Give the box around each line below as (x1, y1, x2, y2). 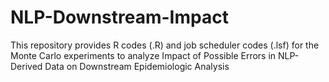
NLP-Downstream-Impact (10, 6, 229, 29)
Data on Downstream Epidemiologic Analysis (44, 60, 230, 72)
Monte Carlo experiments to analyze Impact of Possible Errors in (10, 49, 277, 61)
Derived (10, 60, 43, 72)
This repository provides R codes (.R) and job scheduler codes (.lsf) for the (10, 39, 320, 51)
